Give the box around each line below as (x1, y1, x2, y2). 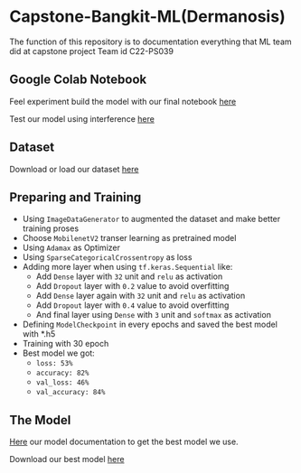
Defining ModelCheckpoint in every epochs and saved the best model (22, 319, 278, 330)
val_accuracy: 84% (35, 388, 106, 397)
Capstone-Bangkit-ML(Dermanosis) (9, 6, 287, 27)
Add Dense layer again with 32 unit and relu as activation (35, 291, 246, 301)
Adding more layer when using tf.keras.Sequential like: (22, 262, 233, 273)
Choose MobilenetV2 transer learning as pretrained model (22, 233, 237, 244)
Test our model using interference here (9, 113, 155, 124)
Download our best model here (9, 454, 125, 465)
